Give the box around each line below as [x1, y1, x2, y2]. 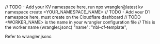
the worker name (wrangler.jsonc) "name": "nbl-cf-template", [5, 24, 128, 30]
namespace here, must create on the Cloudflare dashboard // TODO [5, 14, 141, 20]
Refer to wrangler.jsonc [5, 33, 52, 39]
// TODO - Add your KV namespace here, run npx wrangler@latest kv [5, 4, 143, 10]
